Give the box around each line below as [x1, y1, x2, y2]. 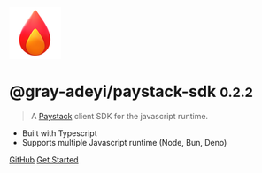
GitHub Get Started [9, 154, 79, 165]
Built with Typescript [21, 127, 97, 139]
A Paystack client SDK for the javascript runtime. [30, 110, 209, 121]
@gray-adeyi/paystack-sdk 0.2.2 [9, 82, 254, 102]
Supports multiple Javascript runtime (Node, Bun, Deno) [21, 137, 227, 147]
